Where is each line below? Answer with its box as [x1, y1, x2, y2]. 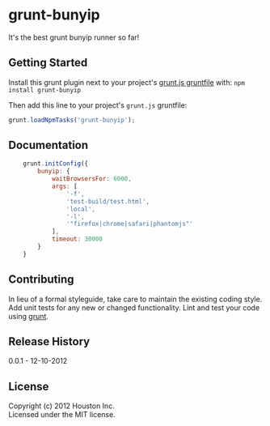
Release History [8, 334, 91, 349]
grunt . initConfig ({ [23, 160, 89, 168]
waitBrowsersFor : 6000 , [51, 175, 132, 183]
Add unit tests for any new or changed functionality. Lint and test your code [8, 302, 260, 313]
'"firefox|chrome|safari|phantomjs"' [65, 220, 194, 228]
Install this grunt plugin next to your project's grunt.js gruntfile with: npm [8, 77, 245, 87]
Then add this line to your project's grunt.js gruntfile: [8, 100, 188, 110]
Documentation [8, 138, 89, 152]
